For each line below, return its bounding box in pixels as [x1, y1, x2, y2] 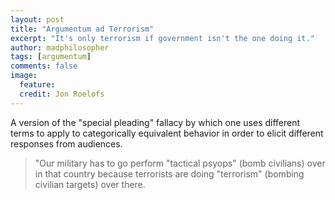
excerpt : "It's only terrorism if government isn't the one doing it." [10, 33, 315, 43]
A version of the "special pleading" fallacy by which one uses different [10, 116, 301, 128]
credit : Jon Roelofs [19, 89, 105, 99]
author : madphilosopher [10, 42, 110, 53]
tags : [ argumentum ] [10, 52, 92, 62]
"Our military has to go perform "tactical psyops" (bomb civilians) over [34, 157, 326, 169]
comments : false [10, 61, 78, 71]
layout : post [10, 14, 65, 25]
